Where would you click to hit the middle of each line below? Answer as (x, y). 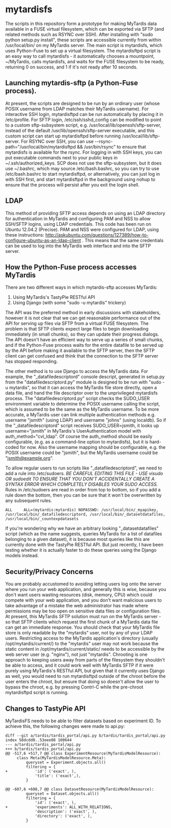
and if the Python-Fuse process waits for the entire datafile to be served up (84, 345)
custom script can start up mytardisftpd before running (63, 136)
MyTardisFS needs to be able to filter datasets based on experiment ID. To (83, 721)
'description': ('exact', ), (66, 812)
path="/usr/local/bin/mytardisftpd (41, 147)
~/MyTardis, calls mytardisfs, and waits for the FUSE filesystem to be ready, (85, 61)
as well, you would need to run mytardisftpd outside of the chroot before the (86, 676)
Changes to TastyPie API (45, 708)
